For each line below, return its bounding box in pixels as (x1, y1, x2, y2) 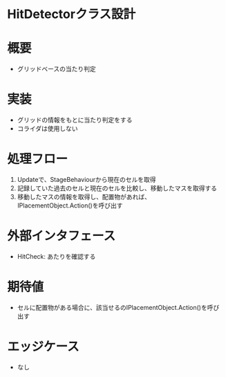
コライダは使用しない (17, 125, 78, 133)
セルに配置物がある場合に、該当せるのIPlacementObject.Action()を (17, 303, 207, 311)
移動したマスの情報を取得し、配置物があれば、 (17, 193, 151, 201)
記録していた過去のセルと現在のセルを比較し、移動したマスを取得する (17, 184, 218, 192)
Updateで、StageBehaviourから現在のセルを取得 (17, 176, 156, 183)
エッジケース (7, 339, 79, 355)
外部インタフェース (7, 228, 116, 244)
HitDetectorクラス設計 (7, 6, 136, 22)
